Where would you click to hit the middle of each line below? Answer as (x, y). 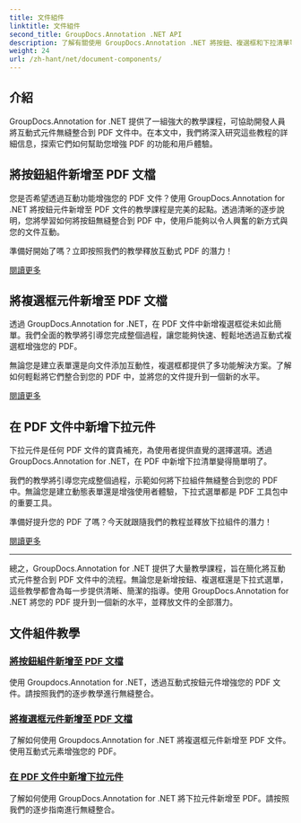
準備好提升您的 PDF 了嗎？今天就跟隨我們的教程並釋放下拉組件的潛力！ (141, 522)
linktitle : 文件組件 (45, 26)
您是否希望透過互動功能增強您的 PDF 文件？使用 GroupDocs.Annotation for (147, 197)
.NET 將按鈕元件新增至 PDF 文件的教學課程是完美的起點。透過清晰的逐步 (143, 209)
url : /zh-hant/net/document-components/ (86, 59)
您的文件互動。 (37, 232)
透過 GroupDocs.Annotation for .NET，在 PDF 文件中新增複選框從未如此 (142, 324)
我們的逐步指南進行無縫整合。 (64, 810)
